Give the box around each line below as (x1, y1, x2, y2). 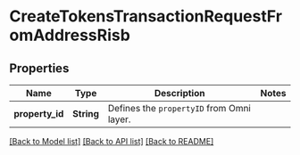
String (72, 108, 100, 119)
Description (154, 87, 205, 99)
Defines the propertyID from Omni (107, 102, 252, 114)
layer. (107, 113, 131, 126)
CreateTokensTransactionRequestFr (9, 6, 283, 27)
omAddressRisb (9, 25, 131, 45)
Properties (9, 61, 70, 76)
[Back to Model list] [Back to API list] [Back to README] (9, 136, 214, 146)
